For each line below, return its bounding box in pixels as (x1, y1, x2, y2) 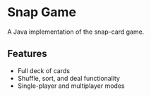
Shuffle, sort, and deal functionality (17, 74, 120, 82)
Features (7, 48, 47, 60)
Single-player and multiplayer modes (17, 82, 125, 90)
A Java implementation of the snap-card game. (7, 27, 145, 36)
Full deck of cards (17, 66, 71, 75)
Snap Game (7, 4, 76, 20)
